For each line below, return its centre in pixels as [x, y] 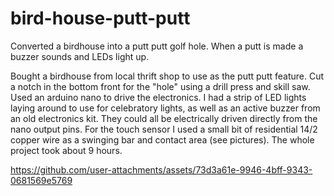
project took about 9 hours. [66, 150]
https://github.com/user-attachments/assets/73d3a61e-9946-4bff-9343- [161, 169]
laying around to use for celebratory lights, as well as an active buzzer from [165, 108]
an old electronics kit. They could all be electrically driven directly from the [164, 118]
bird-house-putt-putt [100, 18]
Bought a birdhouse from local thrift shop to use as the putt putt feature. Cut [167, 76]
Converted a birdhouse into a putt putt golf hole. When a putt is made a [157, 46]
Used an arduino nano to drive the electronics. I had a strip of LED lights [158, 97]
